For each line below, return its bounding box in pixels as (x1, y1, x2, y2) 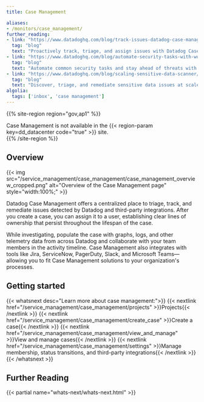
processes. (6, 263, 35, 271)
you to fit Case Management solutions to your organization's (28, 257, 180, 264)
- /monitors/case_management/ (6, 26, 83, 32)
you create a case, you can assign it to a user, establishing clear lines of (6, 212, 186, 220)
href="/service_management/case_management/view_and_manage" (6, 329, 178, 336)
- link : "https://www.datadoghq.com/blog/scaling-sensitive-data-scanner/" (6, 71, 202, 77)
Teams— (157, 250, 180, 257)
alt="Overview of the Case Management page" (49, 181, 167, 189)
